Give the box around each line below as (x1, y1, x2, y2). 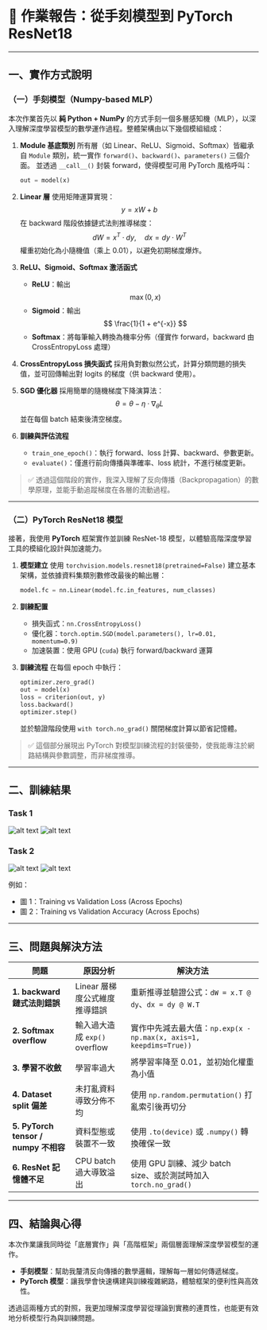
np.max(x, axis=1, (130, 1033, 200, 1043)
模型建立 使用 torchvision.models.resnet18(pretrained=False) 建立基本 (19, 560, 256, 570)
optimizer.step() (19, 708, 78, 716)
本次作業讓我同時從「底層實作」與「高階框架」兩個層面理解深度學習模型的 (8, 1239, 252, 1250)
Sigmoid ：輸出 (31, 306, 81, 315)
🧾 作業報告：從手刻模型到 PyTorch (8, 7, 233, 25)
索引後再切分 (138, 1102, 187, 1113)
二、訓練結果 (8, 783, 72, 797)
